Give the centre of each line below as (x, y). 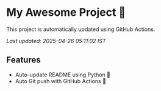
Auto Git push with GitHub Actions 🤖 (61, 81)
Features (23, 60)
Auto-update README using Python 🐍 (63, 75)
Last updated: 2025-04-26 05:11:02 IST (56, 41)
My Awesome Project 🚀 (66, 12)
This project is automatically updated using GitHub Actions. (81, 29)
